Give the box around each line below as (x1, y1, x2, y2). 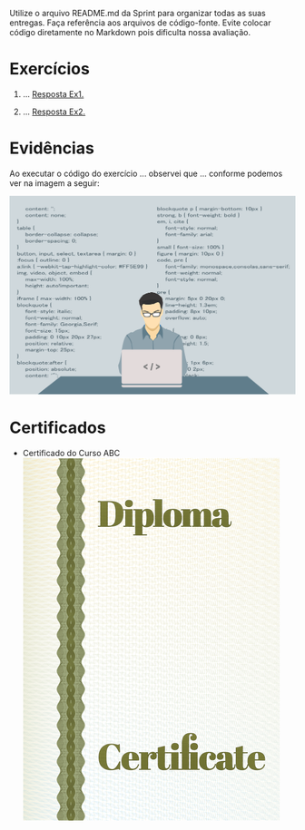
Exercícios (9, 59, 91, 80)
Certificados (9, 417, 106, 438)
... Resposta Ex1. (22, 88, 84, 99)
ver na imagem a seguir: (9, 177, 100, 189)
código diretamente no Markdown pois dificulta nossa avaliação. (9, 27, 251, 37)
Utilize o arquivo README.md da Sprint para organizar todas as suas (9, 8, 266, 18)
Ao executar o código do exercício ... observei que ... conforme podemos (9, 168, 283, 179)
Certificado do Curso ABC (22, 447, 121, 458)
